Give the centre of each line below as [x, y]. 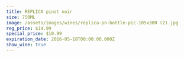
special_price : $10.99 [34, 34]
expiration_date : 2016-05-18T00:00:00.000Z [61, 39]
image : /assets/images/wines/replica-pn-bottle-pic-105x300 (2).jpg [92, 23]
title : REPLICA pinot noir [39, 12]
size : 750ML [21, 17]
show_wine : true [26, 45]
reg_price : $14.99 [29, 28]
